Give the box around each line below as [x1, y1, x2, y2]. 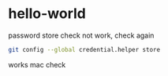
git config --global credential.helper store [8, 45, 160, 53]
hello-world [8, 5, 87, 23]
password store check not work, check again [8, 31, 155, 40]
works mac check [8, 60, 66, 69]
